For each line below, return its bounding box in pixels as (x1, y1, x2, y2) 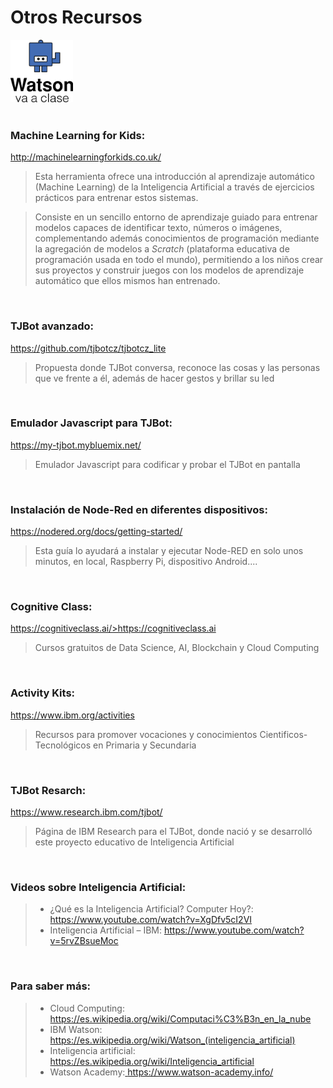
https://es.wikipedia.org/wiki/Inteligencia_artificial (49, 1055, 255, 1067)
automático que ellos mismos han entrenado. (34, 275, 221, 287)
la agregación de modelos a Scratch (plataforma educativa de (34, 243, 290, 255)
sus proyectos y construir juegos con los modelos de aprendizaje (34, 264, 305, 276)
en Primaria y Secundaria (93, 739, 197, 751)
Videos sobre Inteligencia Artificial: (10, 880, 187, 894)
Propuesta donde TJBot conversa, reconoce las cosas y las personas (34, 361, 321, 373)
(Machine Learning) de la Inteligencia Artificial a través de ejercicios (34, 181, 315, 193)
